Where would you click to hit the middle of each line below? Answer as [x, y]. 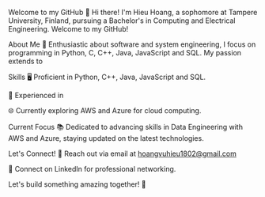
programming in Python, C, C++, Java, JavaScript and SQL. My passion [125, 53]
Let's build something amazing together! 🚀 [77, 184]
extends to [26, 61]
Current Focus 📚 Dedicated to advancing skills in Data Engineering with [126, 127]
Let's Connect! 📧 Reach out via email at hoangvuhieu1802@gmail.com [123, 153]
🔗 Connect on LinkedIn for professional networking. [92, 169]
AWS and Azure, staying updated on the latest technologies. [106, 138]
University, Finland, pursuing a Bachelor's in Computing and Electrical [122, 21]
